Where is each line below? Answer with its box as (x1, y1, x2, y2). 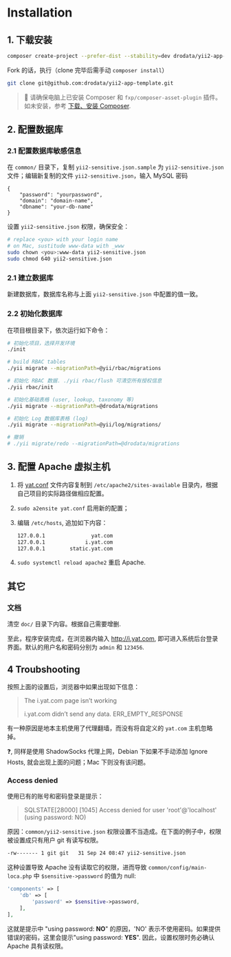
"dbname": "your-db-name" (19, 203, 94, 211)
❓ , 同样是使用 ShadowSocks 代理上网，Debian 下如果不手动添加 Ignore (7, 747, 208, 755)
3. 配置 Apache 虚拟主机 (7, 461, 111, 473)
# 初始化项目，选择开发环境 (7, 340, 76, 347)
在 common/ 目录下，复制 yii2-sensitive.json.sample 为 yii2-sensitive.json (7, 163, 224, 172)
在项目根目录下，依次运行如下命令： (7, 326, 110, 334)
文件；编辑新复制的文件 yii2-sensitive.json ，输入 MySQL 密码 (7, 172, 188, 180)
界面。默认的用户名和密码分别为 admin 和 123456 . (7, 643, 144, 652)
